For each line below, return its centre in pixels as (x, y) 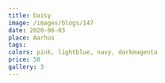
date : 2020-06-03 (37, 30)
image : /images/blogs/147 (51, 23)
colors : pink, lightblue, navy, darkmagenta (83, 52)
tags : (17, 45)
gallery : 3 (26, 67)
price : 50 (25, 60)
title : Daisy (30, 15)
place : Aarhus (32, 38)
